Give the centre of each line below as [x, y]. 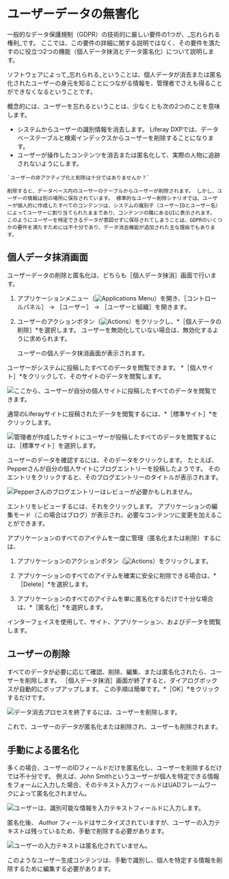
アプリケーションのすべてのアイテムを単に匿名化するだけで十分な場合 [115, 598]
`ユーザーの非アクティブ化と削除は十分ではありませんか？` [79, 178]
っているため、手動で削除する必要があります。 [102, 831]
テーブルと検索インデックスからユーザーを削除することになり [122, 138]
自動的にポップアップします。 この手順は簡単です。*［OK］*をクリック [119, 689]
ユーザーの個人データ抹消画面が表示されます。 [83, 353]
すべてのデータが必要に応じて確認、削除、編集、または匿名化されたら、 [109, 672]
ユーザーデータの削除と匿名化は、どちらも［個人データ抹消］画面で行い [109, 275]
